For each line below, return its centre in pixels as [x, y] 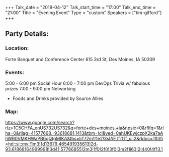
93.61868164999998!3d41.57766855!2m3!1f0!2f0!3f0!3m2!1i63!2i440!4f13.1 [84, 149]
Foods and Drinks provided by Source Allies [58, 98]
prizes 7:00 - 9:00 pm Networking [40, 88]
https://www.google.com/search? [40, 123]
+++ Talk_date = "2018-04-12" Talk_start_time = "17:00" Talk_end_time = [80, 7]
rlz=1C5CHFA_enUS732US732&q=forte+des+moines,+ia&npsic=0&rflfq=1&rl [84, 128]
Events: [15, 72]
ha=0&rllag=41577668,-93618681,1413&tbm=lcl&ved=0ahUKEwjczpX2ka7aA [84, 133]
